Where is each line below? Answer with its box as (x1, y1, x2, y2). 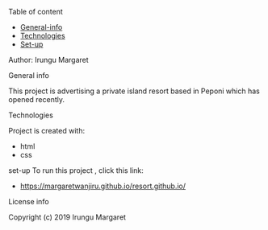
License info (8, 197, 50, 206)
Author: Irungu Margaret (8, 55, 89, 64)
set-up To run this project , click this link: (8, 166, 144, 175)
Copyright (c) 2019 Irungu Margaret (8, 212, 127, 222)
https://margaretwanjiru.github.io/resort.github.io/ (19, 181, 186, 191)
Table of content (8, 7, 63, 16)
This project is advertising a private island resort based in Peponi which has (8, 86, 260, 96)
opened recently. (8, 95, 65, 104)
